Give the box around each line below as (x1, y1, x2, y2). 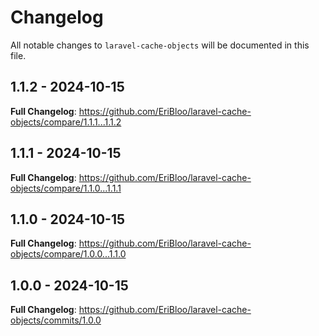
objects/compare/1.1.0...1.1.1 (10, 182, 122, 194)
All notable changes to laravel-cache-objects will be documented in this (10, 39, 310, 51)
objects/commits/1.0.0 (10, 314, 102, 326)
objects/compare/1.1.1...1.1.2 (10, 116, 122, 128)
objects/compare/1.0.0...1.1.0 (10, 248, 127, 260)
